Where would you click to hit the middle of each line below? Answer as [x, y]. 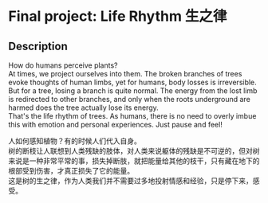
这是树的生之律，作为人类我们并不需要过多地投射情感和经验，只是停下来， [130, 181]
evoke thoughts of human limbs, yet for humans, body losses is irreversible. [132, 82]
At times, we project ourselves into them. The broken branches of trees [125, 74]
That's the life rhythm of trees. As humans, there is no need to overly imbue [132, 116]
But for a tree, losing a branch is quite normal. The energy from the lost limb [133, 91]
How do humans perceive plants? [63, 65]
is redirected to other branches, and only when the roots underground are [130, 99]
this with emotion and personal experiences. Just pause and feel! [116, 125]
